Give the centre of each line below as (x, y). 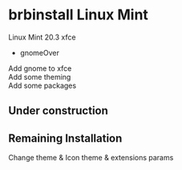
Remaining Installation (65, 138)
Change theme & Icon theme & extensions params (91, 158)
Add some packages (42, 85)
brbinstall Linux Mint (78, 15)
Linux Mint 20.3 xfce (42, 37)
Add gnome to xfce (40, 68)
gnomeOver (40, 52)
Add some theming (40, 77)
